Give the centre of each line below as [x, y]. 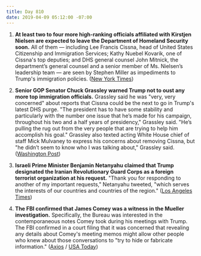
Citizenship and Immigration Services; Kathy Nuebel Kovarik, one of [98, 53]
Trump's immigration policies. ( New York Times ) [74, 79]
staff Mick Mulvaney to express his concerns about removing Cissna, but [105, 141]
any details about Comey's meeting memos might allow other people [99, 234]
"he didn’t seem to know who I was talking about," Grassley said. [95, 147]
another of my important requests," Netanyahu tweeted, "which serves [102, 184]
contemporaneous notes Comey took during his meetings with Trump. [101, 221]
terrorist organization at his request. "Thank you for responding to [98, 178]
